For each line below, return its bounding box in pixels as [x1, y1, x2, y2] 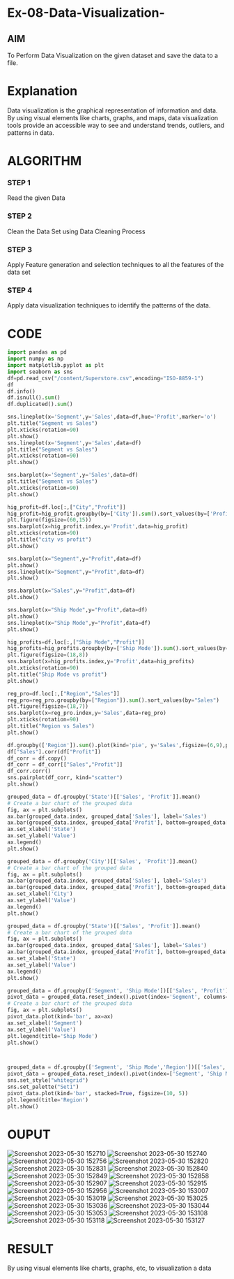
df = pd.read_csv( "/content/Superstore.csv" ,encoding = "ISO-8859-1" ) [7, 375, 204, 382]
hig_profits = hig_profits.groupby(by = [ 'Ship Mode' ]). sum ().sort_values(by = [7, 645, 229, 652]
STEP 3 [7, 245, 33, 254]
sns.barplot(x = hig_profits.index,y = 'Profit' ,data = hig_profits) [7, 658, 195, 665]
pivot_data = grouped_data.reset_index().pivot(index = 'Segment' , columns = [7, 994, 229, 1001]
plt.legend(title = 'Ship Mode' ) [7, 1032, 98, 1039]
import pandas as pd [7, 349, 68, 356]
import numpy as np [7, 355, 64, 363]
